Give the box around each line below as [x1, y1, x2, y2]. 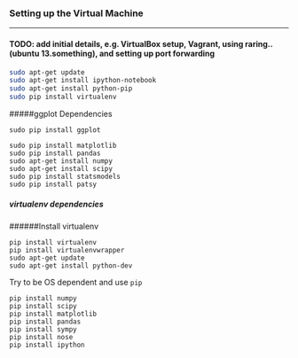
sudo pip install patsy [9, 180, 98, 189]
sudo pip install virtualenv [9, 92, 117, 102]
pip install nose [9, 332, 74, 341]
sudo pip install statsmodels [9, 172, 122, 181]
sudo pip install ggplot [9, 126, 101, 135]
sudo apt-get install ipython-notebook [9, 76, 157, 85]
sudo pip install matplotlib [9, 141, 117, 150]
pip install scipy [9, 301, 77, 310]
